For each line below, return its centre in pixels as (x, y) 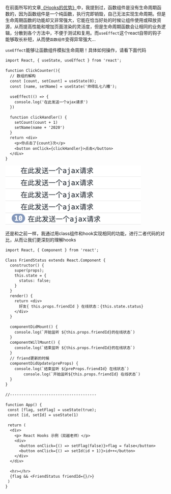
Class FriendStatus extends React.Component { (55, 260)
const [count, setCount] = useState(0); (53, 81)
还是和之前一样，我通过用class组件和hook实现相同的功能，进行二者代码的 (83, 234)
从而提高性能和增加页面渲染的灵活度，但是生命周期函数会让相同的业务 (88, 26)
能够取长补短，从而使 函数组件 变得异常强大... (50, 39)
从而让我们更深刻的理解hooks (45, 240)
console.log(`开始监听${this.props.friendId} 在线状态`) (82, 374)
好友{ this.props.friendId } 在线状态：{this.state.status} (81, 307)
